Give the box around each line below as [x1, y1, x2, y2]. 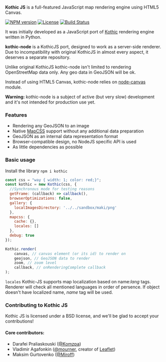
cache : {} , [14, 219, 37, 224]
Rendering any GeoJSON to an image [12, 123, 90, 129]
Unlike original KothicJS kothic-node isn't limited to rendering [5, 64, 131, 70]
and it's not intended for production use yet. [5, 99, 96, 105]
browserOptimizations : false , [9, 196, 72, 201]
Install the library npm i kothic [5, 168, 68, 174]
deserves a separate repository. [5, 54, 71, 60]
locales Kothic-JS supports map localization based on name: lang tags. [5, 279, 151, 285]
